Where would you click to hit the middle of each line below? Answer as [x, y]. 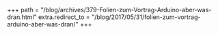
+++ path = [23, 10]
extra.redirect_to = [64, 17]
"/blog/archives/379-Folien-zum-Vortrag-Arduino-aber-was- [126, 10]
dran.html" [22, 17]
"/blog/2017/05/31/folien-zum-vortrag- [146, 17]
